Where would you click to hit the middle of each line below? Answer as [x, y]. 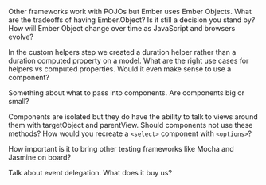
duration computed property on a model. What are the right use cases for [129, 60]
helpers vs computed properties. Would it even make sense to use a [120, 69]
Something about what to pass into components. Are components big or [127, 93]
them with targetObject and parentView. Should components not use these [131, 125]
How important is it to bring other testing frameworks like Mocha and [121, 149]
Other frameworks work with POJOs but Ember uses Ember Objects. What [130, 12]
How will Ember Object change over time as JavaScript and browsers [122, 28]
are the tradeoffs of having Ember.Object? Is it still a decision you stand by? [132, 20]
